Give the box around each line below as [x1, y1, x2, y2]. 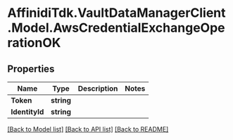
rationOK [7, 35, 61, 51]
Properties [7, 63, 55, 75]
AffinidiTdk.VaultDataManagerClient [7, 5, 227, 21]
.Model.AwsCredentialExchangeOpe [7, 20, 225, 36]
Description [77, 84, 118, 93]
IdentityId [11, 107, 44, 117]
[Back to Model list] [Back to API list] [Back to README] [7, 125, 169, 133]
